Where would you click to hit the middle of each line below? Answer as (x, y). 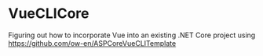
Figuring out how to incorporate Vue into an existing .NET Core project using (132, 35)
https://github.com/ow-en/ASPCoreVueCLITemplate (92, 43)
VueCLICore (49, 14)
